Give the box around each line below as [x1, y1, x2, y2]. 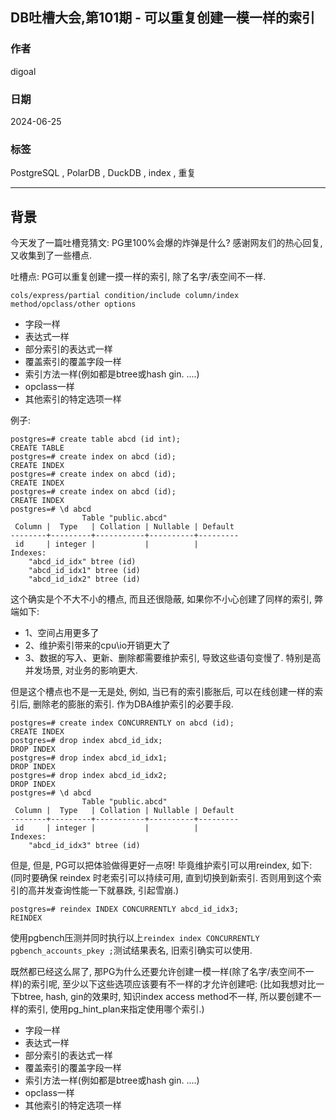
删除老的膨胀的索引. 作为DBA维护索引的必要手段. [32, 698, 234, 710]
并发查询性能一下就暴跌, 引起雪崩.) [36, 884, 180, 897]
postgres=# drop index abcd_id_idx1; [10, 753, 168, 763]
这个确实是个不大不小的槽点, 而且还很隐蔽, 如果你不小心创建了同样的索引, [10, 593, 312, 605]
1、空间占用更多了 [24, 627, 100, 639]
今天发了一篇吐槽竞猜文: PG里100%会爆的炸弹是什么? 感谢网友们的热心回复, [10, 237, 323, 249]
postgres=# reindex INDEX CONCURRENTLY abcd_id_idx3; [10, 904, 240, 915]
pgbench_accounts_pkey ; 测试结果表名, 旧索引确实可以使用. [10, 944, 253, 957]
